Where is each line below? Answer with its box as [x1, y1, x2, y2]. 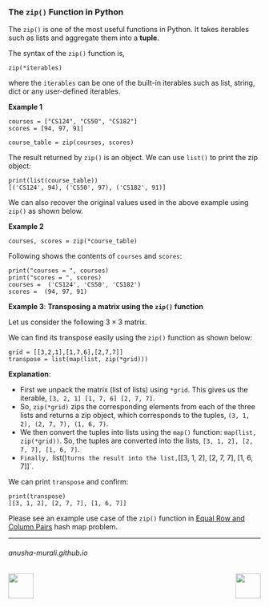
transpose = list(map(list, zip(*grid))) [8, 356, 149, 364]
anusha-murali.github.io [8, 548, 88, 557]
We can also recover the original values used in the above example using [8, 198, 249, 207]
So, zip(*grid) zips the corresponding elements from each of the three [19, 402, 256, 412]
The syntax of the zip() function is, [8, 49, 126, 58]
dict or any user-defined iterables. [8, 86, 121, 96]
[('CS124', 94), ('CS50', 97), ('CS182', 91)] [8, 183, 167, 192]
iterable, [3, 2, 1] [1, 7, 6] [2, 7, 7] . [19, 393, 155, 403]
